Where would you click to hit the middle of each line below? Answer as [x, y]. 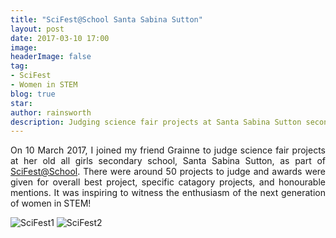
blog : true [33, 94]
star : [21, 103]
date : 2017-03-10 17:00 [60, 38]
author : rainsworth [51, 112]
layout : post [37, 29]
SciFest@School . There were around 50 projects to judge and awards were [168, 172]
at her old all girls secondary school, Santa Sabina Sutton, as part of [168, 161]
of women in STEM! [51, 203]
